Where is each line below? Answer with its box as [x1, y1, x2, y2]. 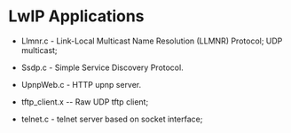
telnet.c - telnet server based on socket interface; [20, 113, 203, 124]
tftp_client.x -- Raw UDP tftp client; [20, 96, 149, 107]
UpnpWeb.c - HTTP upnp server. [20, 79, 142, 90]
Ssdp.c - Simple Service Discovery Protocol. [20, 62, 184, 73]
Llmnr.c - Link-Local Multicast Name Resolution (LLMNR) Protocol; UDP [20, 35, 283, 46]
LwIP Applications [8, 6, 145, 27]
